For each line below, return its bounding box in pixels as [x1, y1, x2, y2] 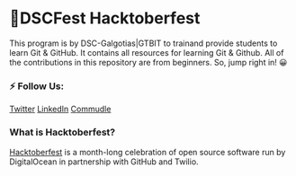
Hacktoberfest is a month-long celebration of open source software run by [9, 146, 286, 157]
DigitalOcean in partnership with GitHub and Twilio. [9, 156, 200, 167]
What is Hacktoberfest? [9, 126, 115, 138]
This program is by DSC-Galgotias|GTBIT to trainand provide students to [9, 38, 278, 48]
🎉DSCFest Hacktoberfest [9, 8, 201, 29]
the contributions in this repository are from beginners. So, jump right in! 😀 [9, 57, 288, 67]
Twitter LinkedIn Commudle [9, 103, 112, 115]
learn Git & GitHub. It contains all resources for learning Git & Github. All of [9, 47, 284, 57]
